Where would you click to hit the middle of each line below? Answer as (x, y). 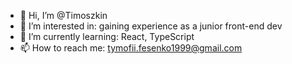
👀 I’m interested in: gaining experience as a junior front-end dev (151, 26)
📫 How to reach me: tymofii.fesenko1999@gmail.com (131, 48)
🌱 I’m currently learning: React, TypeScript (107, 36)
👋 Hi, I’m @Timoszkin (63, 15)
